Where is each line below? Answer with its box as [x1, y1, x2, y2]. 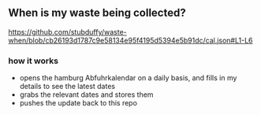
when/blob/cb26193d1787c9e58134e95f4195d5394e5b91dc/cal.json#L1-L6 [8, 35, 253, 45]
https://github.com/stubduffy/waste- [8, 27, 128, 36]
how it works [8, 55, 59, 66]
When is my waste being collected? [8, 6, 187, 20]
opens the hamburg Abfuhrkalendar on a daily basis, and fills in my [19, 73, 237, 83]
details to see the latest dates [19, 82, 116, 91]
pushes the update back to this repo [19, 98, 138, 108]
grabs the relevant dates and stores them [19, 90, 154, 99]
